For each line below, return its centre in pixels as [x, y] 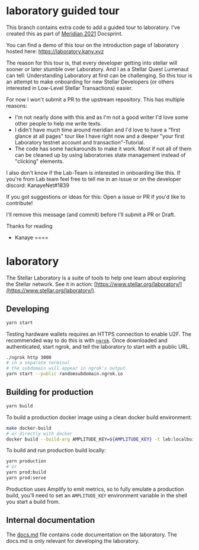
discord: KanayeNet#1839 [38, 185]
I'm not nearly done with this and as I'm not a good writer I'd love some [101, 117]
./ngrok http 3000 [29, 357]
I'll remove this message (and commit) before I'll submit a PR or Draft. [91, 214]
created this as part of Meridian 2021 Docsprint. [65, 33]
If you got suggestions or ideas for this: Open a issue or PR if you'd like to [96, 197]
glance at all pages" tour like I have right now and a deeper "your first [99, 136]
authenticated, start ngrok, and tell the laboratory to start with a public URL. [98, 346]
